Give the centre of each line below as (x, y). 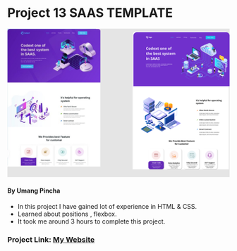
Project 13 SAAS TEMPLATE (90, 13)
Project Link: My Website (51, 239)
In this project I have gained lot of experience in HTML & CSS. (107, 206)
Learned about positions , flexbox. (67, 214)
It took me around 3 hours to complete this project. (91, 221)
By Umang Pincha (34, 191)
